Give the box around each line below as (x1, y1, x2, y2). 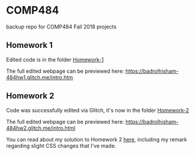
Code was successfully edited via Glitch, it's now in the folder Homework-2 (6, 106, 189, 114)
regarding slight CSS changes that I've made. (6, 142, 116, 149)
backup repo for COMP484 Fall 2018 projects (6, 23, 117, 30)
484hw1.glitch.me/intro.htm (6, 73, 73, 80)
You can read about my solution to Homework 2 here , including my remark (6, 135, 187, 143)
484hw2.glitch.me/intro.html (6, 124, 76, 131)
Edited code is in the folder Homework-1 (6, 56, 104, 63)
